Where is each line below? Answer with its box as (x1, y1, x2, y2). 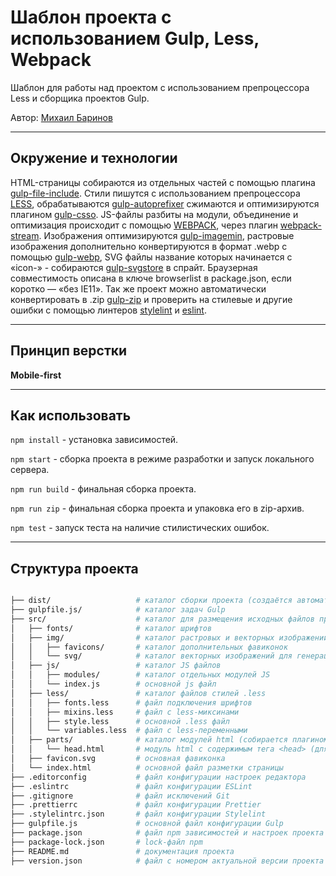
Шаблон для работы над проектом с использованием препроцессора (10, 81, 310, 93)
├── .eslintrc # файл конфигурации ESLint (10, 781, 253, 791)
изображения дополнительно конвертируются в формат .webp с (10, 240, 288, 252)
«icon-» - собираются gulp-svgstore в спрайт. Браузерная (10, 261, 258, 273)
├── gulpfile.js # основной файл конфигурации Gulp (10, 819, 284, 829)
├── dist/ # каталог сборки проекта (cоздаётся (10, 596, 293, 606)
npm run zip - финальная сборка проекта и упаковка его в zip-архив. (10, 502, 305, 515)
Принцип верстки (10, 342, 128, 360)
